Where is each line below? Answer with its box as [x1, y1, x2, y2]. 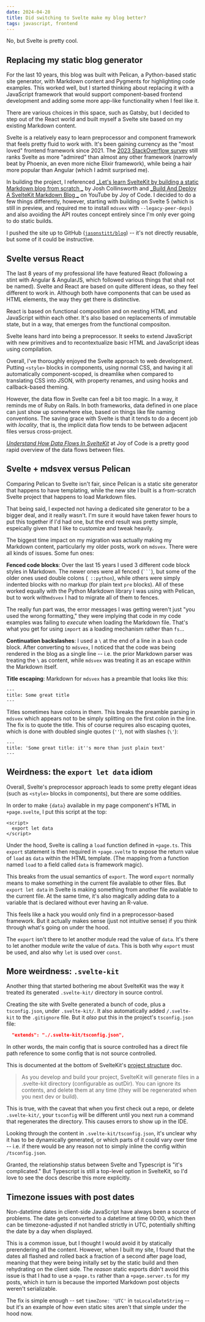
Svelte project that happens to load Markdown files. [6, 493, 136, 500]
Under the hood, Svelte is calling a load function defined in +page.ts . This [6, 841, 192, 849]
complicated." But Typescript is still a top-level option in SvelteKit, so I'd [6, 1168, 188, 1175]
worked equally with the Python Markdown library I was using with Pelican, [6, 587, 196, 595]
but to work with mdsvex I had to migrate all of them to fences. [6, 593, 160, 601]
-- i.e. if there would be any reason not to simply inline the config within [6, 1143, 187, 1150]
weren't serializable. [6, 1285, 58, 1293]
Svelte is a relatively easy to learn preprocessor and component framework [6, 134, 196, 141]
